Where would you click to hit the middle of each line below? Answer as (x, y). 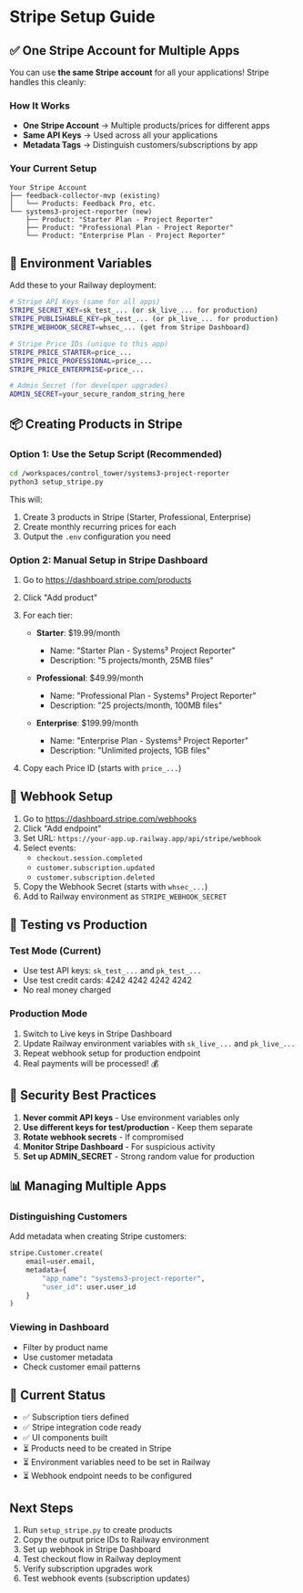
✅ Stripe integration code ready (82, 1427)
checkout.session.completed (89, 858)
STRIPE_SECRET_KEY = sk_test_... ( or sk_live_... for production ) (134, 311)
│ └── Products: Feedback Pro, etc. (83, 203)
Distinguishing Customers (68, 1216)
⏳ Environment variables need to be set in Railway (116, 1463)
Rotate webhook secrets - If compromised (103, 1137)
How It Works (40, 105)
